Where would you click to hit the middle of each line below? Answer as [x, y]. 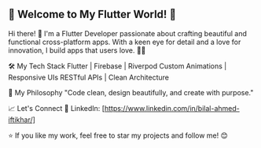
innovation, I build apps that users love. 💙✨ [77, 50]
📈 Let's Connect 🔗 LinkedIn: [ [56, 108]
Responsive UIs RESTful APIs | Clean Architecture [89, 77]
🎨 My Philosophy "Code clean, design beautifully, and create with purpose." [131, 92]
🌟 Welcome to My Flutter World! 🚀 [92, 15]
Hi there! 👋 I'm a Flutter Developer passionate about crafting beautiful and [128, 33]
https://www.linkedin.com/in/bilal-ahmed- [172, 108]
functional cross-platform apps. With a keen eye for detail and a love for [125, 42]
